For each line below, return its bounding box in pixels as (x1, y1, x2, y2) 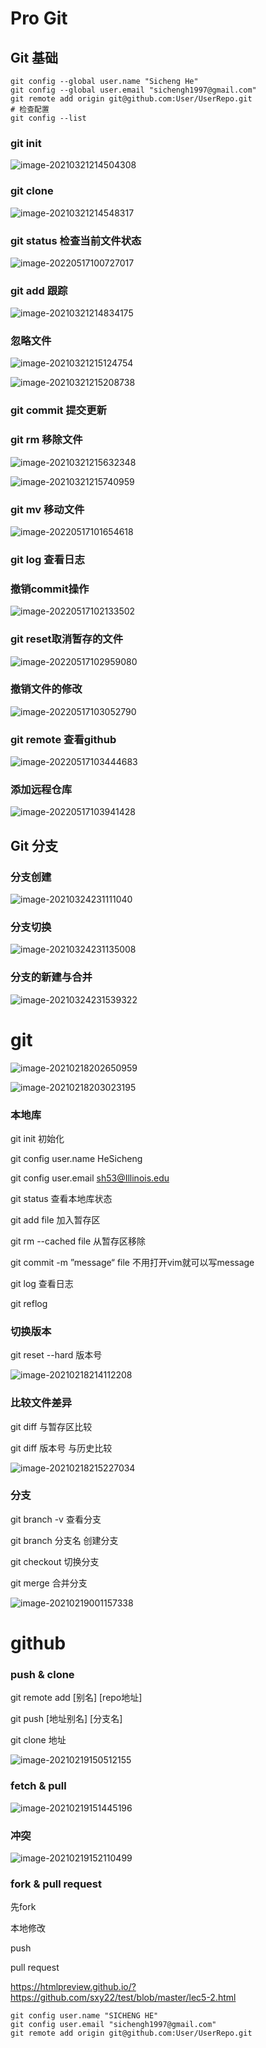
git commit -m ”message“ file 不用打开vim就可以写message (10, 1256, 255, 1268)
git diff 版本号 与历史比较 (10, 1442, 113, 1454)
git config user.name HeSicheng (10, 1152, 143, 1164)
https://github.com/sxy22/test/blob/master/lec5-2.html (10, 1992, 237, 2004)
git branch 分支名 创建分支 (10, 1534, 119, 1546)
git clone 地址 (10, 1734, 67, 1746)
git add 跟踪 (10, 283, 68, 297)
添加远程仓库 (10, 783, 73, 797)
